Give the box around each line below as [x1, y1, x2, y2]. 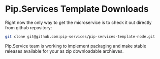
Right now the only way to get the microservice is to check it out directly [5, 20, 152, 25]
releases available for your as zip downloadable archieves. [5, 48, 124, 54]
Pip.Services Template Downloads [5, 3, 149, 15]
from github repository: [5, 24, 52, 30]
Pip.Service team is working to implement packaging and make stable [5, 43, 147, 49]
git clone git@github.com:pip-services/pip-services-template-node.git [5, 34, 155, 39]
